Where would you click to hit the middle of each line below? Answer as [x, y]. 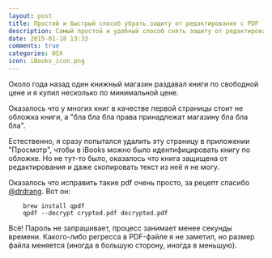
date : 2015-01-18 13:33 [49, 38]
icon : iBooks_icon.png [47, 61]
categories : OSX [36, 53]
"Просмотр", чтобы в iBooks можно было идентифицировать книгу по [130, 150]
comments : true [34, 46]
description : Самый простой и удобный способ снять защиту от [115, 31]
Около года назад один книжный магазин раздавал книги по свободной [134, 84]
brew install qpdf [54, 206]
